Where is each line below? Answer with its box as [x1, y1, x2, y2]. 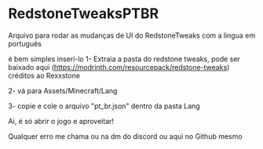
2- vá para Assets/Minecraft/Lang [8, 85, 118, 95]
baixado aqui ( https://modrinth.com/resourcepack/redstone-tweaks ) [8, 62, 230, 71]
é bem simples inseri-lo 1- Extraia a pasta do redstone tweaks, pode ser [8, 54, 241, 64]
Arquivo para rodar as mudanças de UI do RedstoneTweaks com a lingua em [8, 31, 256, 40]
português [8, 38, 42, 48]
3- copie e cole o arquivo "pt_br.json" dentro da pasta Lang [8, 101, 200, 111]
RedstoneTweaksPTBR [8, 5, 159, 23]
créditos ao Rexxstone [8, 71, 81, 80]
